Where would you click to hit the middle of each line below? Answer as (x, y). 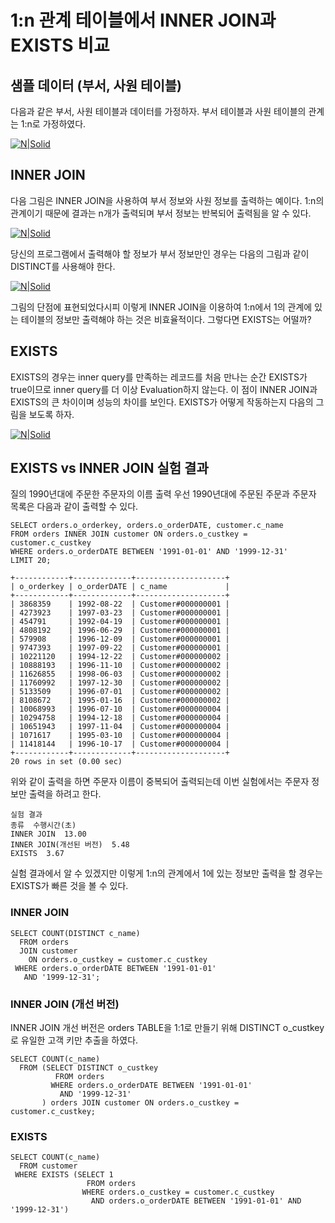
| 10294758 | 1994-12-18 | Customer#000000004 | (120, 718)
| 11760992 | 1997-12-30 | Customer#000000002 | (120, 683)
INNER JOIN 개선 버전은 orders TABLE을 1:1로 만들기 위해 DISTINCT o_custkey (167, 1028)
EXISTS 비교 (60, 45)
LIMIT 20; (31, 561)
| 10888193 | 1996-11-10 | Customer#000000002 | (120, 666)
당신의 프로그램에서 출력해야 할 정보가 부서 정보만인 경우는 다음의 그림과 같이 (160, 253)
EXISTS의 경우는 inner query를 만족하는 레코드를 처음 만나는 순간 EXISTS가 (159, 377)
